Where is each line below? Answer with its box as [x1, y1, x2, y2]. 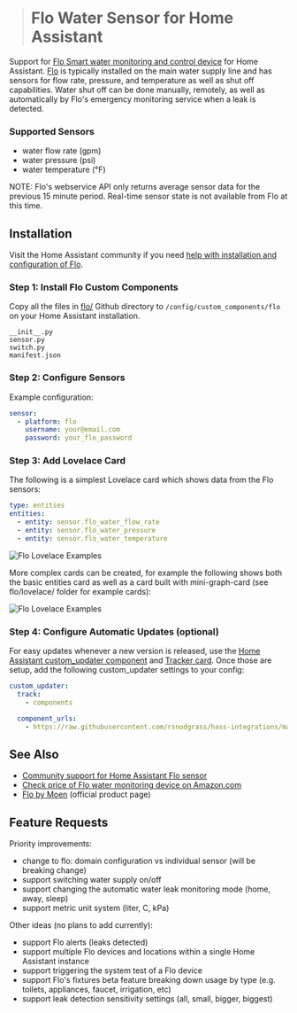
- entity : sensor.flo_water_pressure [17, 526, 156, 535]
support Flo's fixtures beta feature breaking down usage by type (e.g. [21, 975, 276, 986]
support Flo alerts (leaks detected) [21, 937, 148, 947]
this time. [9, 200, 43, 211]
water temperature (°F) [21, 164, 106, 175]
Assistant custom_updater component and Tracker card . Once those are [9, 655, 272, 666]
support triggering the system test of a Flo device [21, 965, 203, 976]
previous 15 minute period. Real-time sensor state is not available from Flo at [9, 191, 288, 202]
